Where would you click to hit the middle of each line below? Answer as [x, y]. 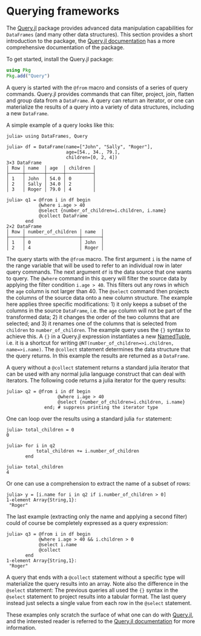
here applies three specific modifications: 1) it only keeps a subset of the [97, 304]
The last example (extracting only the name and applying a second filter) [97, 516]
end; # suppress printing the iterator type [101, 407]
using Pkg [19, 70]
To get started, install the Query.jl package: [60, 59]
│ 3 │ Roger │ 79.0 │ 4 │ [51, 189]
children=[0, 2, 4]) [92, 157]
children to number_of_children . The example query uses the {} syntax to [98, 330]
